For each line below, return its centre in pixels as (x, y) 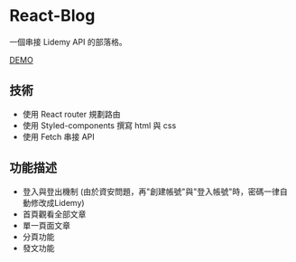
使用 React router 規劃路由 (71, 114)
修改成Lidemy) (57, 202)
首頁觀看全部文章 (54, 214)
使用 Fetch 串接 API (58, 136)
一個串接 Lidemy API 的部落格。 (69, 42)
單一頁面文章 (46, 225)
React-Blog (52, 16)
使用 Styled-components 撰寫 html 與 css (99, 125)
